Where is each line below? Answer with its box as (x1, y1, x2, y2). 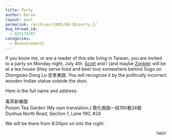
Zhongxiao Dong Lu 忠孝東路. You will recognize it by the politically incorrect (5, 72, 167, 78)
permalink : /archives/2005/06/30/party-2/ (5, 22, 97, 27)
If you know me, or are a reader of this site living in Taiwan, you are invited (5, 55, 162, 61)
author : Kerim (5, 12, 36, 17)
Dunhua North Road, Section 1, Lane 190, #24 (5, 110, 101, 116)
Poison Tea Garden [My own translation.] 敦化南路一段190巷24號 (5, 105, 142, 111)
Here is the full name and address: (5, 88, 78, 94)
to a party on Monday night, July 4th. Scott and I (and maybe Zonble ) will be (5, 60, 166, 67)
